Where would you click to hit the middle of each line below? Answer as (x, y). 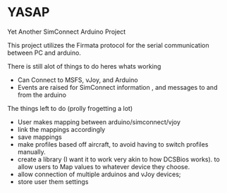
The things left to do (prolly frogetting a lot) (70, 108)
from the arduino (42, 95)
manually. (31, 152)
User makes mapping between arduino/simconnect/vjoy (99, 122)
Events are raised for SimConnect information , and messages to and (117, 87)
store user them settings (53, 181)
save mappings (39, 137)
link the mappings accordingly (61, 129)
